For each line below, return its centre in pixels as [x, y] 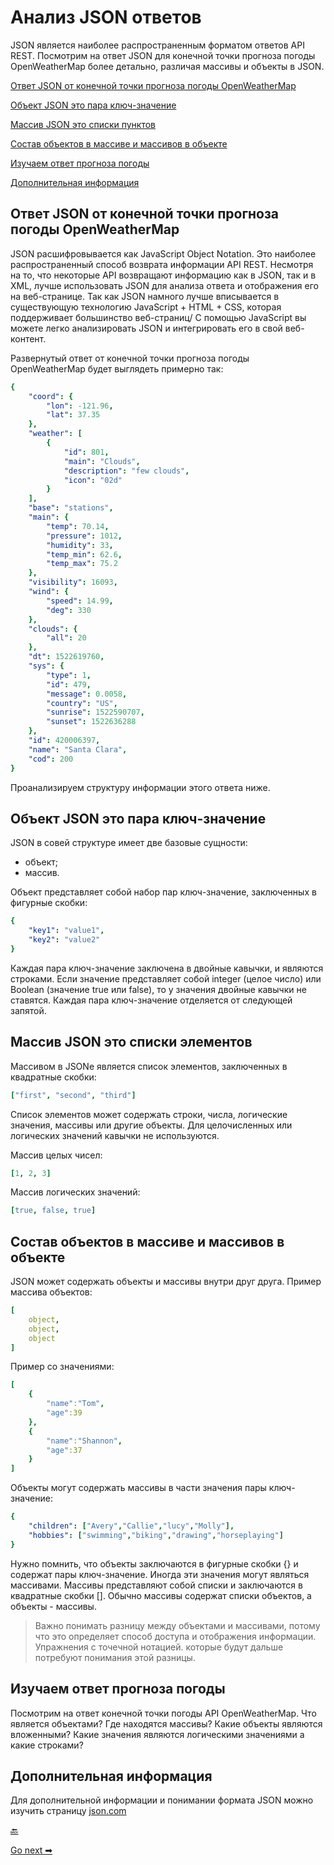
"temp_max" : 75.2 [82, 564]
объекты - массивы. [53, 1606]
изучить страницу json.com [68, 1811]
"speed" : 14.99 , [80, 601]
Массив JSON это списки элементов [131, 1042]
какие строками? [47, 1745]
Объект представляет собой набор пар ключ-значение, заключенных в [163, 892]
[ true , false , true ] [53, 1211]
